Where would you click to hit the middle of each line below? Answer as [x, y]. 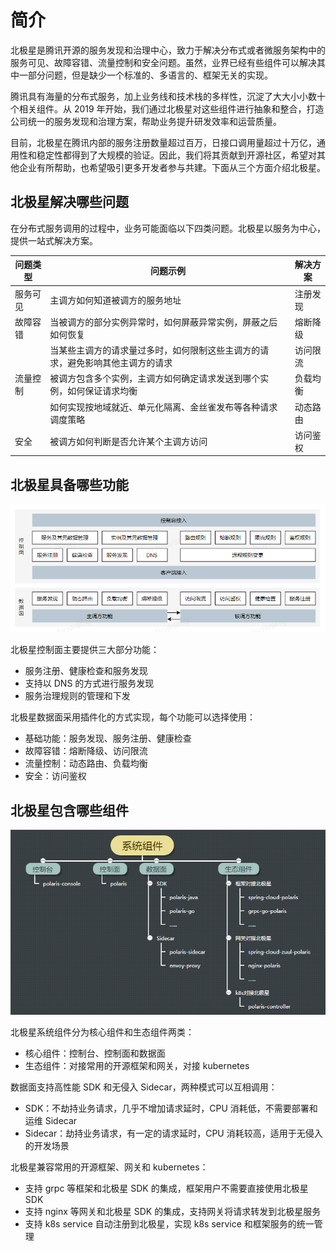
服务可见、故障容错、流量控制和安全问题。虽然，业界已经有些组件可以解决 [163, 62]
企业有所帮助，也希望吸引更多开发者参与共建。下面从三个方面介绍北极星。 [172, 167]
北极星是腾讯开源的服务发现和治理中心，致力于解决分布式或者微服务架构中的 [168, 50]
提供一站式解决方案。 [54, 240]
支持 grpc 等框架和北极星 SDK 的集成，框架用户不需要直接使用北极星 [166, 1188]
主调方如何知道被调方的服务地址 [115, 300]
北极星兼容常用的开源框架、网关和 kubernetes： [109, 1167]
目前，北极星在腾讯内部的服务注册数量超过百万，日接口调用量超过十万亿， [163, 142]
